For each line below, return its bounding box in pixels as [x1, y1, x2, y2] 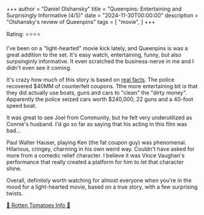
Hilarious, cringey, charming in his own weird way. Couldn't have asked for [6, 145, 195, 153]
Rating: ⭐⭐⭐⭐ [6, 31, 41, 37]
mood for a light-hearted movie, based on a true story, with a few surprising [6, 183, 198, 190]
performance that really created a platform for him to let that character [6, 159, 184, 165]
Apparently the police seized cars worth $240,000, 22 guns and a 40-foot [6, 96, 194, 103]
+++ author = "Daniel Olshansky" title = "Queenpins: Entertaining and [6, 6, 182, 12]
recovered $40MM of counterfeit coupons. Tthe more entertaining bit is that [6, 83, 198, 89]
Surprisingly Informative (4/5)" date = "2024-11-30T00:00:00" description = [6, 12, 198, 19]
